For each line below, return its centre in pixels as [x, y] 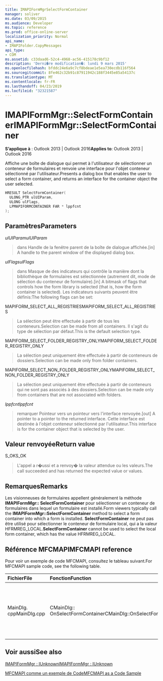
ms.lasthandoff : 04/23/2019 [33, 86]
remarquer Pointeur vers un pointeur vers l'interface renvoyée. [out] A [86, 414]
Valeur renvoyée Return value [50, 444]
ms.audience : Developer [29, 23]
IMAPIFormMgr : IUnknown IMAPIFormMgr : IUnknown [59, 664]
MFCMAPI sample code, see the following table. [53, 566]
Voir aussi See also [33, 652]
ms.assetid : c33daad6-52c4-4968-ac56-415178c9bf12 [57, 59]
